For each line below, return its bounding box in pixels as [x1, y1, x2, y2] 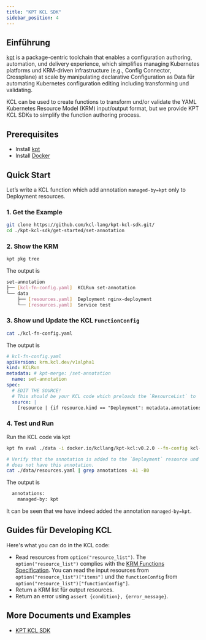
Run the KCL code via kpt [6, 433, 71, 440]
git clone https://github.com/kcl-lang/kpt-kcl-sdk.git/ [6, 222, 155, 228]
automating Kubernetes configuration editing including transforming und [6, 80, 189, 87]
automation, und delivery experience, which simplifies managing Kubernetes [6, 60, 200, 68]
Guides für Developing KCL [6, 525, 112, 536]
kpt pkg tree [6, 256, 40, 262]
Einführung [6, 37, 50, 48]
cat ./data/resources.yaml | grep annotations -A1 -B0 [6, 467, 150, 474]
